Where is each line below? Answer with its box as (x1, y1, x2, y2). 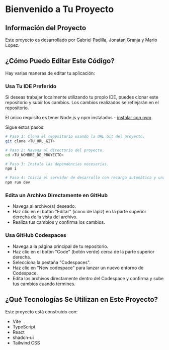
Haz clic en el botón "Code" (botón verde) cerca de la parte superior (12, 248, 155, 254)
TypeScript (12, 323, 36, 330)
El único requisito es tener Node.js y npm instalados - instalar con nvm (5, 115, 152, 121)
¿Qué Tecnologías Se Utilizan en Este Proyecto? (5, 295, 158, 304)
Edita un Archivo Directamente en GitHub (5, 192, 108, 199)
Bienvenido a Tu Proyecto (5, 4, 114, 15)
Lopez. (5, 42, 20, 48)
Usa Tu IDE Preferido (5, 82, 57, 90)
